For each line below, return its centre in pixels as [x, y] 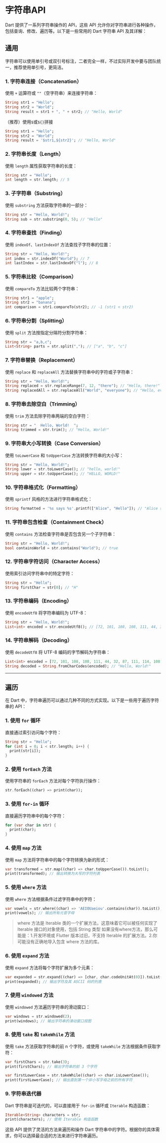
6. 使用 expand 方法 [27, 956]
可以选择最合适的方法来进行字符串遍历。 [59, 1136]
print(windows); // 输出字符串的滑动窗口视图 [48, 1021]
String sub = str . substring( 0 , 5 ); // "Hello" [54, 219]
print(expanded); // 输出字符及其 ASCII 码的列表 [54, 982]
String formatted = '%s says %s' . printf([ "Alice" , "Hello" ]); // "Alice [82, 509]
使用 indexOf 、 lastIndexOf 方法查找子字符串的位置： [59, 244]
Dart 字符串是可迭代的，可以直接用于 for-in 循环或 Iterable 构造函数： [78, 1105]
